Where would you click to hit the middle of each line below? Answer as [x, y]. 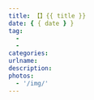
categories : [28, 53]
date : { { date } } [41, 23]
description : [30, 69]
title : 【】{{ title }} [47, 16]
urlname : [23, 61]
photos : [21, 76]
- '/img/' [32, 83]
